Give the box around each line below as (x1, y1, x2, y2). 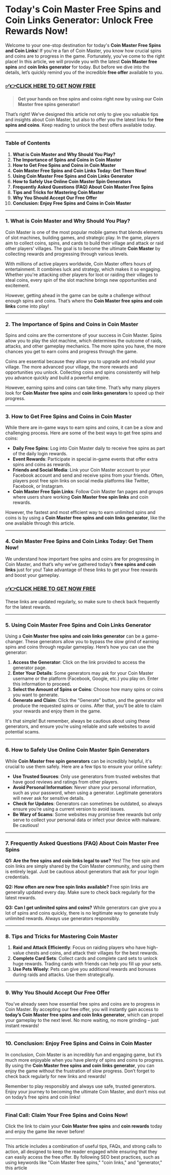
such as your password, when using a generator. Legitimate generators (12, 790, 162, 796)
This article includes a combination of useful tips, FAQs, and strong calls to (5, 1143, 162, 1149)
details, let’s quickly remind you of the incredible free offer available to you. (5, 69, 164, 75)
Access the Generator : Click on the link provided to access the (12, 659, 146, 666)
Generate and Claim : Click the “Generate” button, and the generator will (12, 697, 164, 703)
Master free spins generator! (17, 101, 80, 108)
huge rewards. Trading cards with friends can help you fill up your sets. (12, 961, 163, 967)
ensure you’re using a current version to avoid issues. (12, 805, 126, 812)
